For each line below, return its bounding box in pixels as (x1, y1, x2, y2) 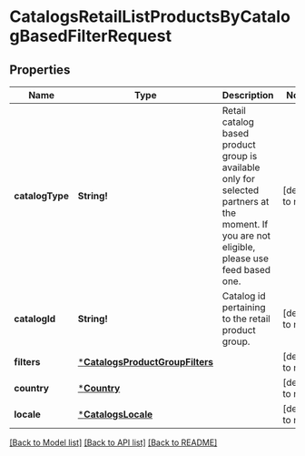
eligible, (221, 241, 256, 253)
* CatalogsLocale (77, 408, 152, 421)
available (221, 161, 261, 174)
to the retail (221, 312, 271, 325)
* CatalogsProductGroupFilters (77, 356, 214, 368)
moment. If (221, 218, 269, 230)
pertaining (221, 301, 266, 313)
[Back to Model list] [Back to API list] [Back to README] (9, 437, 218, 448)
